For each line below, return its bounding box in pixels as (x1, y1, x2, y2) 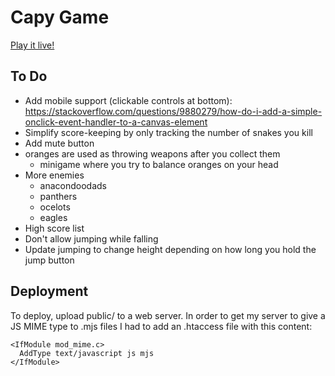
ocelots (39, 201, 71, 213)
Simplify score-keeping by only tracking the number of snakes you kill (24, 126, 313, 138)
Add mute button (24, 137, 95, 149)
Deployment (10, 283, 89, 300)
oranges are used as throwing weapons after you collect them (24, 147, 281, 160)
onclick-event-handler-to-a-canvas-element (24, 116, 208, 128)
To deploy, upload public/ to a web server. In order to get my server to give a (10, 309, 326, 321)
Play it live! (10, 39, 55, 51)
